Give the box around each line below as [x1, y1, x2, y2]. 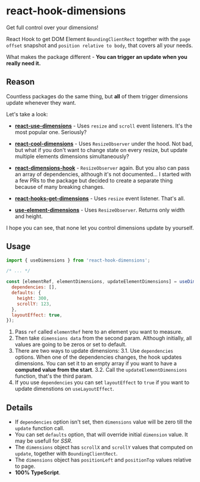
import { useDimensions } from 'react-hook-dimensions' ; [6, 257, 151, 263]
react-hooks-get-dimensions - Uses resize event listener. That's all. [14, 195, 186, 202]
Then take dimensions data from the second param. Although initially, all [14, 335, 192, 342]
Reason [6, 77, 35, 87]
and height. [14, 213, 43, 220]
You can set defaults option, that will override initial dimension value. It [14, 431, 189, 439]
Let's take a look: [6, 110, 48, 117]
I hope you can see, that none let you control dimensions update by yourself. [6, 224, 194, 231]
